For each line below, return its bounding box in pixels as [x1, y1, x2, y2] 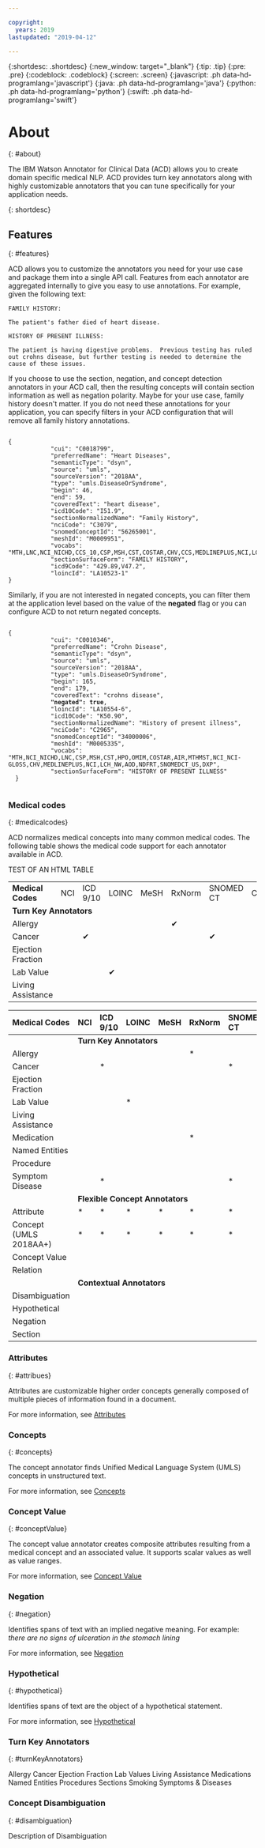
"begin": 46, [50, 487, 93, 495]
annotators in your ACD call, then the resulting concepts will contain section [8, 383, 255, 392]
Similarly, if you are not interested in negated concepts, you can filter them [8, 590, 251, 600]
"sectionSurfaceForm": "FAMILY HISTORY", [50, 556, 189, 564]
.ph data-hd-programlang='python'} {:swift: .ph [8, 87, 162, 96]
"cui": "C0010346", [50, 636, 114, 644]
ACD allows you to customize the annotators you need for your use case [8, 264, 243, 273]
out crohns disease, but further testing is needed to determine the [8, 353, 242, 361]
